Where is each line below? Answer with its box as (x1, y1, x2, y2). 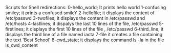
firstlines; (5, 26, 25, 32)
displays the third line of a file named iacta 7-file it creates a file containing (5, 32, 163, 37)
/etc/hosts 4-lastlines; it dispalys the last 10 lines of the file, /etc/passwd (5, 20, 158, 26)
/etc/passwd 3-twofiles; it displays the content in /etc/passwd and (5, 15, 145, 21)
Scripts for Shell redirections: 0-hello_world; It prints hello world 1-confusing (5, 5, 166, 10)
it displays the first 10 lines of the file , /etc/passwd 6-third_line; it (26, 26, 164, 32)
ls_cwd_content (5, 42, 38, 48)
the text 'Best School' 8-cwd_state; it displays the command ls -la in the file (5, 37, 164, 43)
